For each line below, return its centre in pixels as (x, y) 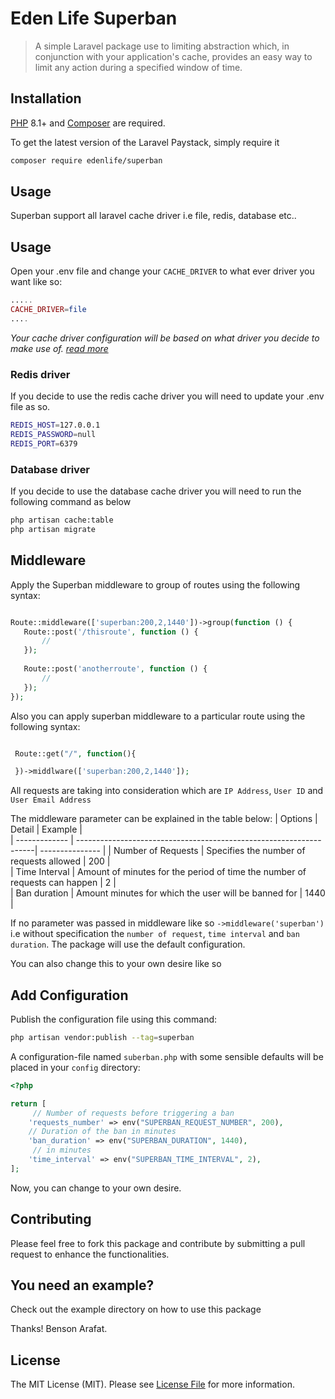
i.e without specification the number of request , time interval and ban (155, 934)
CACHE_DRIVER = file (48, 310)
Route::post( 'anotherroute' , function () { (115, 669)
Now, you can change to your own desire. (96, 1188)
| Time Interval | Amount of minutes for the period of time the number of (158, 872)
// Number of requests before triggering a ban (133, 1113)
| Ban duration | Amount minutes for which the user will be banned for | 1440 (168, 893)
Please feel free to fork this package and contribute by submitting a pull (158, 1243)
